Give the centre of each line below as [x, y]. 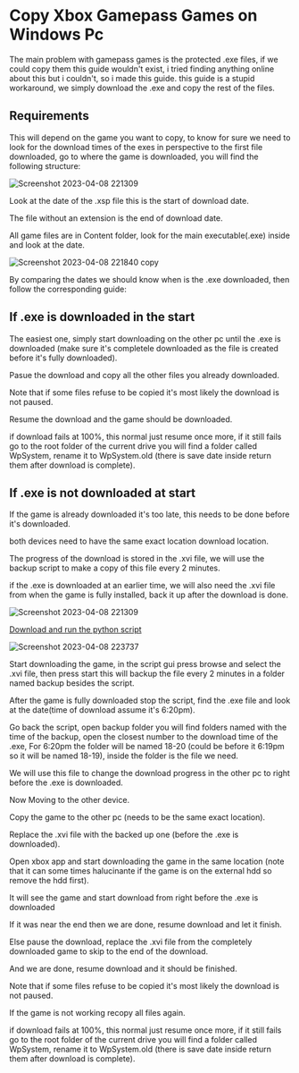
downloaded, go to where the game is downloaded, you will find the [134, 156]
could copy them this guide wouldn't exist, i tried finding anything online [142, 69]
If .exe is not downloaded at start [103, 493]
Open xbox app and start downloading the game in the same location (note [147, 862]
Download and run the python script [75, 629]
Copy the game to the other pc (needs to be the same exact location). [137, 817]
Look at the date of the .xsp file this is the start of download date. [129, 200]
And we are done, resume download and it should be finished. [124, 969]
